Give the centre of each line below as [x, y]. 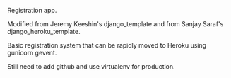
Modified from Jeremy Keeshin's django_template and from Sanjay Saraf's [115, 24]
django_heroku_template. [44, 32]
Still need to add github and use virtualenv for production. [91, 66]
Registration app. [32, 10]
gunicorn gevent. [32, 53]
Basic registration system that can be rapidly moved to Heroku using [107, 45]
